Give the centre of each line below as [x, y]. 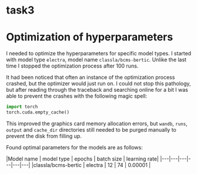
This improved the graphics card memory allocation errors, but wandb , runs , [97, 123]
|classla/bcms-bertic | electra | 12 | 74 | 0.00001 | [91, 165]
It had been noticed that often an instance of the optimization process [91, 78]
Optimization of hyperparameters [90, 37]
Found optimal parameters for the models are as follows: [74, 147]
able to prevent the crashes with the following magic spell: [77, 96]
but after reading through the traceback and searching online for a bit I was [97, 90]
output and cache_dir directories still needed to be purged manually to [91, 129]
